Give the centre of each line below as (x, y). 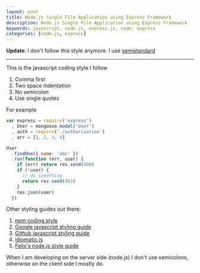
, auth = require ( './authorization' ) (58, 131)
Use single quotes (37, 98)
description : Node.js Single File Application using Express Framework (97, 23)
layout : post (22, 12)
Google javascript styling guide (53, 227)
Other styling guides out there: (44, 209)
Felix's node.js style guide (47, 246)
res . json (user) (36, 192)
